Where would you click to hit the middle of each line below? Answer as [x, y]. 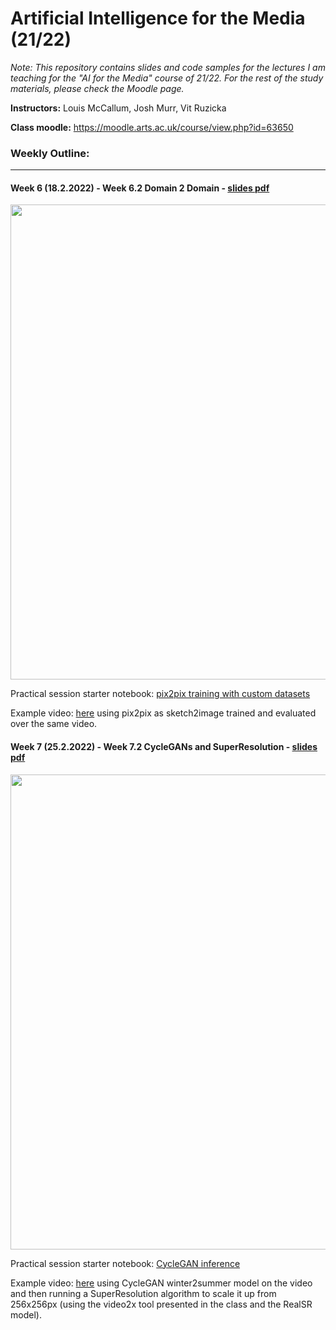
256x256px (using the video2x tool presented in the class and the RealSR [161, 1304]
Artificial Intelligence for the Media [158, 18]
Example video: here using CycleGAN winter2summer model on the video [161, 1283]
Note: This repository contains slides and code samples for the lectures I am [168, 67]
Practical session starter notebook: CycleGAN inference [125, 1263]
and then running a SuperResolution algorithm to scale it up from [143, 1293]
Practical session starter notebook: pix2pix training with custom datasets [160, 694]
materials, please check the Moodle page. [97, 88]
